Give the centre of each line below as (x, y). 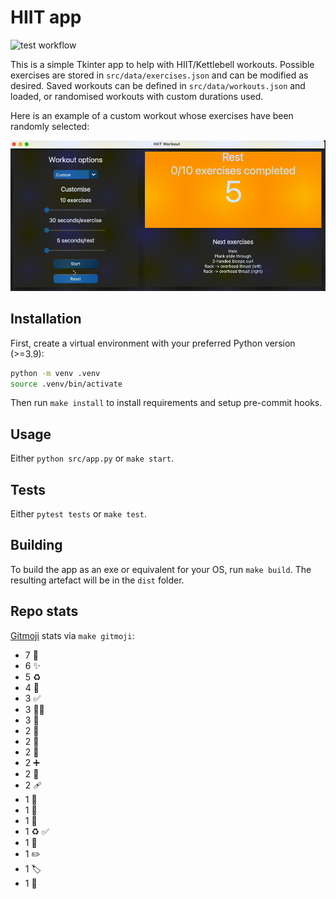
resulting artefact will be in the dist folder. (97, 580)
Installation (46, 319)
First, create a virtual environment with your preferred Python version (153, 343)
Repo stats (44, 611)
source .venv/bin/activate (66, 384)
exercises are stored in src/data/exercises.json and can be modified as (159, 75)
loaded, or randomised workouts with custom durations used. (137, 96)
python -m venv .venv (55, 373)
